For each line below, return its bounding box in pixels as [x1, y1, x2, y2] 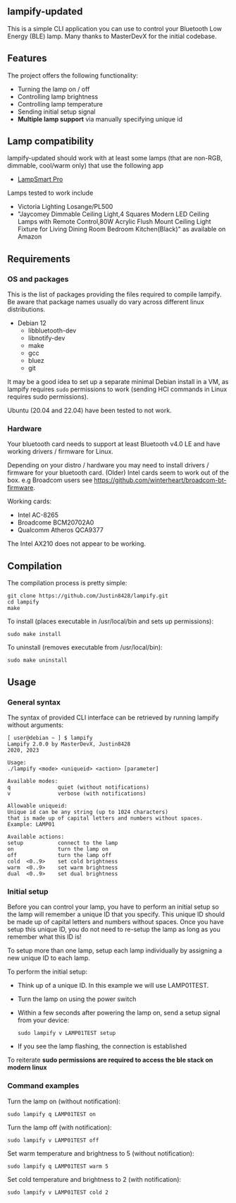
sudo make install [7, 631, 61, 638]
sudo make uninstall [7, 657, 68, 664]
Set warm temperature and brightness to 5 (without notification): [7, 1149, 195, 1157]
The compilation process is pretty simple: [7, 579, 128, 587]
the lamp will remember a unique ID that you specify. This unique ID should [7, 910, 225, 918]
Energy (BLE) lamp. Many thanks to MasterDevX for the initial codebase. [7, 32, 217, 40]
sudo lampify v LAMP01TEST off [7, 1137, 99, 1144]
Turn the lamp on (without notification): [7, 1097, 121, 1106]
